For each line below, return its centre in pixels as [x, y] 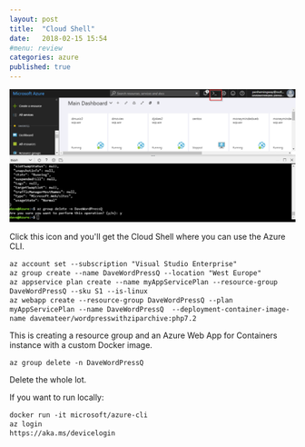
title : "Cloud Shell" [52, 29]
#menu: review [36, 48]
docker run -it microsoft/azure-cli [79, 415]
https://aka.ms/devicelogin [63, 433]
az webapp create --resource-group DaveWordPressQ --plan [121, 300]
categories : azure [44, 58]
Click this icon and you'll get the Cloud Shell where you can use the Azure [148, 236]
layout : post [34, 19]
